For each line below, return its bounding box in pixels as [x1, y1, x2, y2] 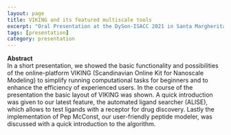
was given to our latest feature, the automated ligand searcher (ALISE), [7, 98, 208, 106]
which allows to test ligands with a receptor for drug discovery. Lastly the [7, 106, 215, 114]
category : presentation [7, 36, 76, 42]
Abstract [7, 54, 33, 62]
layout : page [7, 10, 45, 17]
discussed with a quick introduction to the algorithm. [7, 120, 156, 128]
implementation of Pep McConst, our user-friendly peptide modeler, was [7, 112, 213, 121]
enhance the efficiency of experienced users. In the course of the [7, 84, 193, 92]
